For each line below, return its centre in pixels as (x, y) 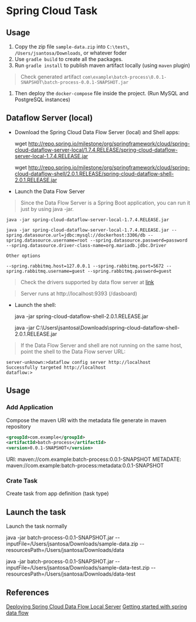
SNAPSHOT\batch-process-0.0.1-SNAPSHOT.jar (75, 82)
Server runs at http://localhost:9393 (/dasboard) (79, 293)
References (28, 592)
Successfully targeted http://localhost (56, 367)
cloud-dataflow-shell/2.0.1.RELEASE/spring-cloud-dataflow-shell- (94, 173)
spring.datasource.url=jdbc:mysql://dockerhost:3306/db (76, 235)
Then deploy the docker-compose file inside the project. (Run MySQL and (102, 93)
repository (18, 426)
